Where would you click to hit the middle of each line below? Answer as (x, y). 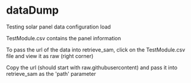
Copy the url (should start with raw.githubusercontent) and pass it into (92, 67)
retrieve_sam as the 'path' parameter (51, 74)
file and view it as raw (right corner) (50, 56)
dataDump (33, 10)
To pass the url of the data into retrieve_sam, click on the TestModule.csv (96, 50)
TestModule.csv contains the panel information (64, 38)
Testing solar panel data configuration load (58, 27)
